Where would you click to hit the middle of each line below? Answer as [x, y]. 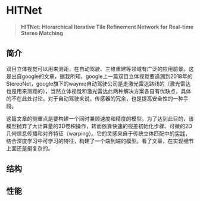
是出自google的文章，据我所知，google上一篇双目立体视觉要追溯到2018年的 [99, 76]
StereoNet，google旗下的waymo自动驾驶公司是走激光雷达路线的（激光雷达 [99, 83]
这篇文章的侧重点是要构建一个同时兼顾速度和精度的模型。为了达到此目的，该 [100, 118]
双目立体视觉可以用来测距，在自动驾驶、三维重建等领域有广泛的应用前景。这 [100, 68]
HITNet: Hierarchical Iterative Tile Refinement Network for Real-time [107, 27]
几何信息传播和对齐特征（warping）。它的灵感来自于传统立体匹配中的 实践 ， [98, 133]
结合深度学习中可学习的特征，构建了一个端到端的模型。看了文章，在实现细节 [100, 141]
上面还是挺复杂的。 [30, 148]
